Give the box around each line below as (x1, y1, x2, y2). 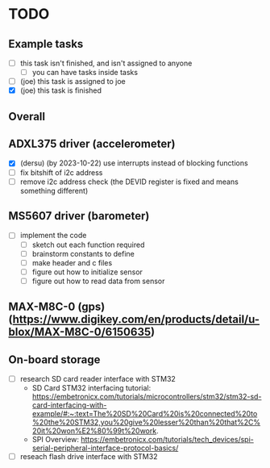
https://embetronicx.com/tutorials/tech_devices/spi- (80, 435, 254, 445)
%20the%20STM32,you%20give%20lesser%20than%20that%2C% (31, 417, 261, 428)
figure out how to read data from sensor (31, 276, 165, 286)
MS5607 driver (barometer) (8, 209, 150, 223)
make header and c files (31, 257, 113, 267)
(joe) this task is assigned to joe (19, 77, 127, 86)
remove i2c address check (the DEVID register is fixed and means (19, 177, 239, 186)
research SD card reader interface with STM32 (19, 374, 176, 384)
